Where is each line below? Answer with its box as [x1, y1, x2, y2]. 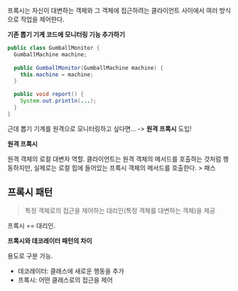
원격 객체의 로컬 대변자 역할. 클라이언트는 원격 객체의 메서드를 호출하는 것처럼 [7, 154, 222, 163]
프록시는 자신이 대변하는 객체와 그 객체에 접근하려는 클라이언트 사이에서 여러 [7, 6, 218, 14]
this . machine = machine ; [20, 70, 94, 78]
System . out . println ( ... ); [20, 97, 97, 105]
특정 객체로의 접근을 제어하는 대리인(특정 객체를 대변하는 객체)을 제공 [24, 206, 215, 215]
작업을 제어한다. [20, 15, 65, 23]
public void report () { [13, 91, 84, 98]
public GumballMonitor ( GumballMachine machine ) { [13, 64, 163, 71]
